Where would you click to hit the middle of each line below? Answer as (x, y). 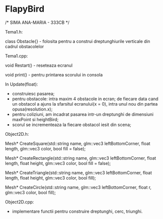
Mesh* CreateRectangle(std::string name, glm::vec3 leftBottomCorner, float (81, 158)
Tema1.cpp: (17, 56)
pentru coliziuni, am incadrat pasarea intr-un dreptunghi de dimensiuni (83, 114)
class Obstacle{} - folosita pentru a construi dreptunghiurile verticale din (78, 41)
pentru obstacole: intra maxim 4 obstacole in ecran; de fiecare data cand (85, 99)
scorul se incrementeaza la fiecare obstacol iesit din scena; (72, 125)
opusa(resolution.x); (32, 109)
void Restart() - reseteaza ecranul (39, 65)
